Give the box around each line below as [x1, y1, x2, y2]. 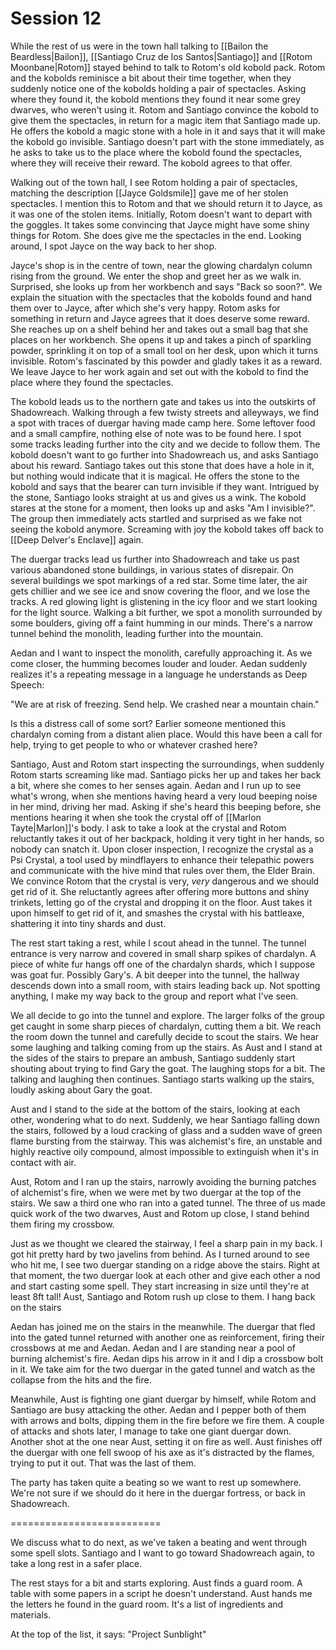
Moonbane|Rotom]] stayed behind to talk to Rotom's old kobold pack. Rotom [10, 61, 326, 73]
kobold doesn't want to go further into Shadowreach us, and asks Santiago [10, 448, 319, 461]
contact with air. [10, 1156, 77, 1168]
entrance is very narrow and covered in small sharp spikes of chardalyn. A [10, 947, 317, 959]
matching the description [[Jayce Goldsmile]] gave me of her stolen [10, 187, 289, 199]
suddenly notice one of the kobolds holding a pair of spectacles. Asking [10, 82, 307, 94]
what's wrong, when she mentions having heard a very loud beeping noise [10, 790, 318, 802]
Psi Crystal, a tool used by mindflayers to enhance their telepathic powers [10, 853, 315, 866]
